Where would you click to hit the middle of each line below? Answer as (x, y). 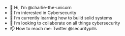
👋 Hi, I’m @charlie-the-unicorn (41, 8)
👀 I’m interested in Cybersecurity (43, 13)
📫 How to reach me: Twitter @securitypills (53, 28)
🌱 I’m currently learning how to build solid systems (61, 18)
